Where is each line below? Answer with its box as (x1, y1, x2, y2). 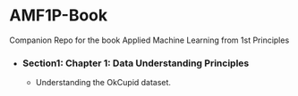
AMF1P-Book (9, 5, 108, 26)
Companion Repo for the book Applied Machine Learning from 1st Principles (9, 35, 290, 45)
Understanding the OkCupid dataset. (35, 77, 172, 88)
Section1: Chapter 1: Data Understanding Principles (21, 57, 250, 69)
